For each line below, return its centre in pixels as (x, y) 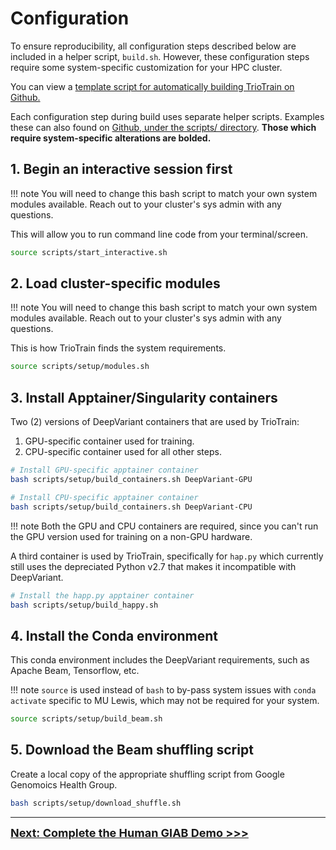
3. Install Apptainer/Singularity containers (144, 397)
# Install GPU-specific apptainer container (104, 470)
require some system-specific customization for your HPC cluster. (146, 67)
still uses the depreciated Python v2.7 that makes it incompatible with (153, 566)
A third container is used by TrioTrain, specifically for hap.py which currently (167, 556)
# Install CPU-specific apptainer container (104, 497)
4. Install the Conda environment (114, 635)
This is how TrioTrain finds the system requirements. (118, 348)
